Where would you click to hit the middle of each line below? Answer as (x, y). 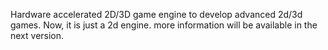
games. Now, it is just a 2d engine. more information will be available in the (164, 25)
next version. (37, 35)
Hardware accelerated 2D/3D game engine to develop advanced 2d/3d (156, 14)
